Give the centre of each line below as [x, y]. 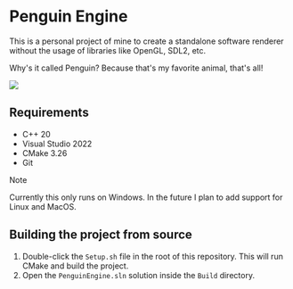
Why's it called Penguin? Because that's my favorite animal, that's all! [136, 68]
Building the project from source [101, 235]
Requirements [49, 113]
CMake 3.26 [45, 153]
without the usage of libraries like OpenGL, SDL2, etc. [108, 50]
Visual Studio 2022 [57, 144]
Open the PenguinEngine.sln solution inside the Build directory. [138, 275]
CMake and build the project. [75, 266]
